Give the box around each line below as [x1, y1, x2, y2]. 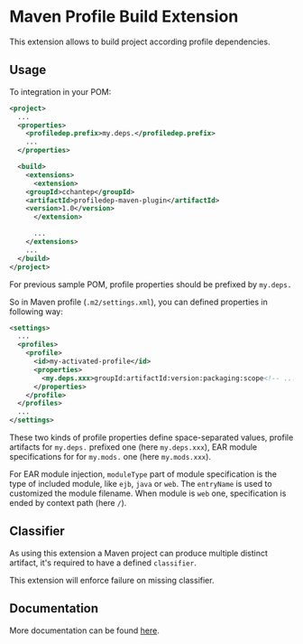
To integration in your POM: [9, 86, 112, 97]
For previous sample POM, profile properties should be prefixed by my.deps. [9, 278, 292, 290]
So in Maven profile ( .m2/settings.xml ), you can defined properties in [9, 296, 268, 307]
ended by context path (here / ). [9, 498, 127, 508]
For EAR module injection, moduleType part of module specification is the [9, 469, 278, 480]
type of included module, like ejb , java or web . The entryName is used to [9, 479, 272, 489]
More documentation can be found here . [9, 625, 160, 636]
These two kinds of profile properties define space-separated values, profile [9, 432, 294, 443]
